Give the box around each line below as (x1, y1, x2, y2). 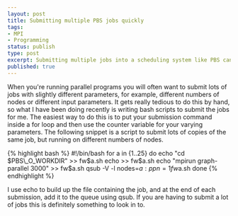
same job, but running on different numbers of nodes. (7, 135, 164, 144)
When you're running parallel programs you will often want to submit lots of (7, 82, 227, 91)
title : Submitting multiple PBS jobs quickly (7, 17, 144, 24)
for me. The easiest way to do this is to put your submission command (7, 113, 212, 121)
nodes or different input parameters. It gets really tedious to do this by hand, (7, 97, 230, 106)
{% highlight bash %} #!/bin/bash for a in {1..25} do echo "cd (7, 149, 186, 157)
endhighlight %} (7, 171, 55, 180)
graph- (197, 157, 218, 165)
